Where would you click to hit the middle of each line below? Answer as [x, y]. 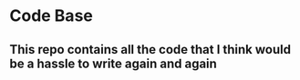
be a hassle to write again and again [113, 63]
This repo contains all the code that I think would [150, 50]
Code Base [51, 16]
